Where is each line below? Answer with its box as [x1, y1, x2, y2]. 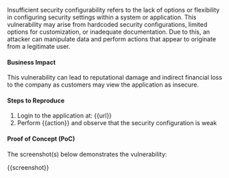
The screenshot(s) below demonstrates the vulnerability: [7, 150, 167, 158]
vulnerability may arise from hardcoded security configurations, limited [7, 21, 208, 28]
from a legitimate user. [7, 43, 71, 50]
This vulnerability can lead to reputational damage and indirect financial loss [7, 74, 223, 82]
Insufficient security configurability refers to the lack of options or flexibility [7, 6, 220, 14]
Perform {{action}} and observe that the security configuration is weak [16, 119, 217, 127]
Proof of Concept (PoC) [7, 135, 75, 143]
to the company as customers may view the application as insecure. [7, 80, 200, 89]
